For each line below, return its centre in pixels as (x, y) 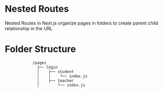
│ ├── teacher (55, 80)
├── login (47, 67)
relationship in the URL (29, 28)
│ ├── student (55, 72)
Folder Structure (40, 49)
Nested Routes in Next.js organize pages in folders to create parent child (81, 23)
